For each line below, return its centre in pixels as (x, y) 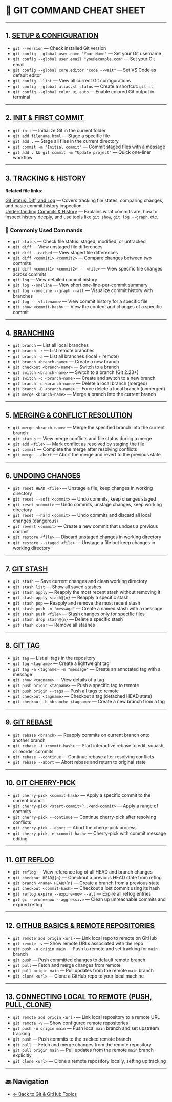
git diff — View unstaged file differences (58, 247)
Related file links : (24, 191)
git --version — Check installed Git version (59, 48)
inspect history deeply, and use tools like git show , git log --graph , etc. (82, 217)
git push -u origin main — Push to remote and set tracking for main (85, 949)
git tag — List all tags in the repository (54, 658)
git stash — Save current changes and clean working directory (80, 581)
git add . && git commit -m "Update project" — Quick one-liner (82, 152)
